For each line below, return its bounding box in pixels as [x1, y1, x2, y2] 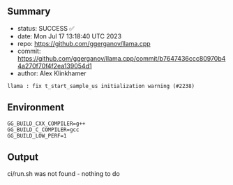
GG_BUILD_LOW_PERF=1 [7, 132, 68, 139]
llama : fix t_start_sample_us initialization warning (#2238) [7, 82, 195, 89]
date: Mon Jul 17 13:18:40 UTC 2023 [17, 31, 122, 40]
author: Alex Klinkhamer [17, 69, 87, 77]
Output [7, 151, 38, 163]
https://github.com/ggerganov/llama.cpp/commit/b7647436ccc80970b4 [17, 54, 226, 62]
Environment [7, 101, 65, 114]
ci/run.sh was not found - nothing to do [7, 170, 120, 178]
